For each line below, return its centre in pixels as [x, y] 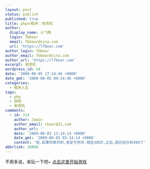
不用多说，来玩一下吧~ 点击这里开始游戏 [46, 162]
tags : [11, 92]
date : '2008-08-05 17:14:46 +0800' [42, 74]
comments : [15, 111]
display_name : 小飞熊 [30, 33]
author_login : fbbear [27, 51]
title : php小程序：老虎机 [29, 23]
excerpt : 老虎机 [21, 65]
